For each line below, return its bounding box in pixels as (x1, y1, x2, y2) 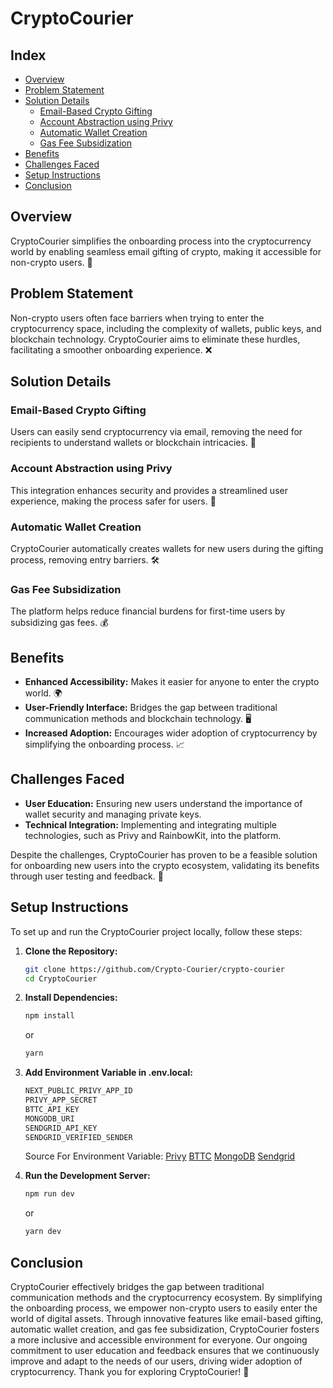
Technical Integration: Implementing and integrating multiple (24, 818, 278, 831)
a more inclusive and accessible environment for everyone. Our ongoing (10, 1333, 308, 1346)
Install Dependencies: (24, 992, 118, 1004)
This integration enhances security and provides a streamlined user (10, 484, 288, 496)
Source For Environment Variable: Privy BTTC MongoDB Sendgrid (24, 1150, 296, 1162)
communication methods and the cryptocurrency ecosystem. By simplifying (10, 1291, 323, 1303)
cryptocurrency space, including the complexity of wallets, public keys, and (10, 322, 322, 334)
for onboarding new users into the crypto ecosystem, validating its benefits (10, 859, 320, 871)
